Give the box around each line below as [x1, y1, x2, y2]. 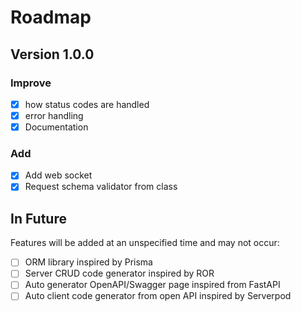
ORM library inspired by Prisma [24, 256, 153, 268]
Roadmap [10, 6, 92, 29]
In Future [10, 210, 67, 227]
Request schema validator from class [24, 181, 178, 193]
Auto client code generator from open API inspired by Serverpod [24, 290, 292, 302]
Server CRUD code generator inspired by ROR [24, 267, 215, 280]
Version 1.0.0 [10, 46, 95, 63]
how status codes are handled [24, 98, 150, 110]
